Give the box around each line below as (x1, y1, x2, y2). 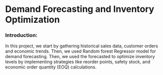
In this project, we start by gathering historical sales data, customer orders (5, 43, 159, 49)
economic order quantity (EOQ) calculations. (5, 64, 97, 70)
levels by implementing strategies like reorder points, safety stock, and (5, 59, 151, 65)
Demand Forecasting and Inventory (5, 3, 155, 15)
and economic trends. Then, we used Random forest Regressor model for (5, 48, 156, 54)
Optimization (5, 14, 60, 25)
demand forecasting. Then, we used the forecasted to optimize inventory (5, 54, 156, 60)
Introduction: (5, 32, 38, 39)
